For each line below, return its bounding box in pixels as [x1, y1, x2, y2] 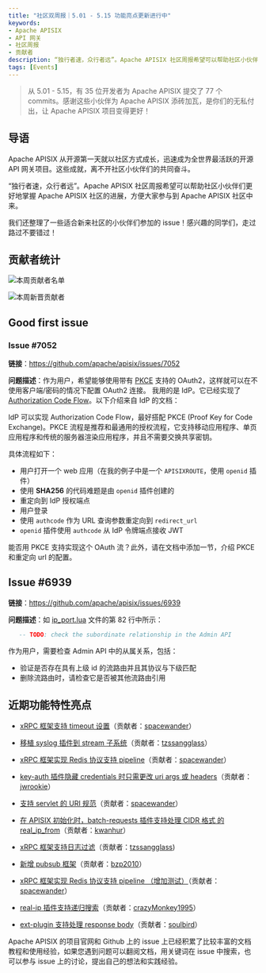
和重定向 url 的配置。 [8, 553, 77, 562]
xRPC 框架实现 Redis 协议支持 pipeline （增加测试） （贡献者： [19, 875, 220, 886]
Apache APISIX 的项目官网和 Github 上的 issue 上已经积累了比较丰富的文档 [8, 936, 252, 946]
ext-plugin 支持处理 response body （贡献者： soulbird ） [19, 919, 202, 929]
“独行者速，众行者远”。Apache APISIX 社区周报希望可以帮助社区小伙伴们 [8, 180, 246, 191]
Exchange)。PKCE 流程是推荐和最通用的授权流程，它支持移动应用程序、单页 [8, 423, 257, 432]
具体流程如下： [8, 450, 57, 459]
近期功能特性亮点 [8, 698, 92, 712]
